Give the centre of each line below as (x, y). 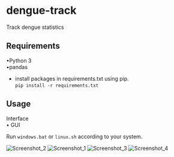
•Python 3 (19, 60)
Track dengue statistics (35, 27)
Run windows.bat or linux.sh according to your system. (74, 137)
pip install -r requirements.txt (57, 85)
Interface (17, 119)
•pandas (17, 67)
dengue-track (41, 11)
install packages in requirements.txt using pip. (72, 78)
